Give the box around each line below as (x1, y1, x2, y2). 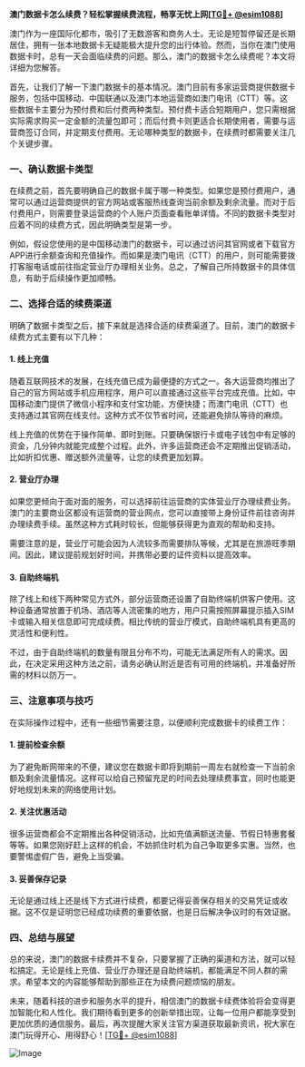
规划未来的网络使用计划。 (25, 784, 121, 795)
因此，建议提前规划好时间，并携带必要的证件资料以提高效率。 (25, 549, 256, 560)
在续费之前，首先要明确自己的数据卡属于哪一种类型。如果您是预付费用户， (9, 185, 288, 196)
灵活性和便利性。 (9, 628, 74, 639)
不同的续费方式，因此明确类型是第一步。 (25, 220, 177, 230)
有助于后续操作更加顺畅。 (25, 272, 121, 284)
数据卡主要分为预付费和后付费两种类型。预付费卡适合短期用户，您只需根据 (16, 104, 296, 114)
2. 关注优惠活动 (9, 807, 67, 817)
